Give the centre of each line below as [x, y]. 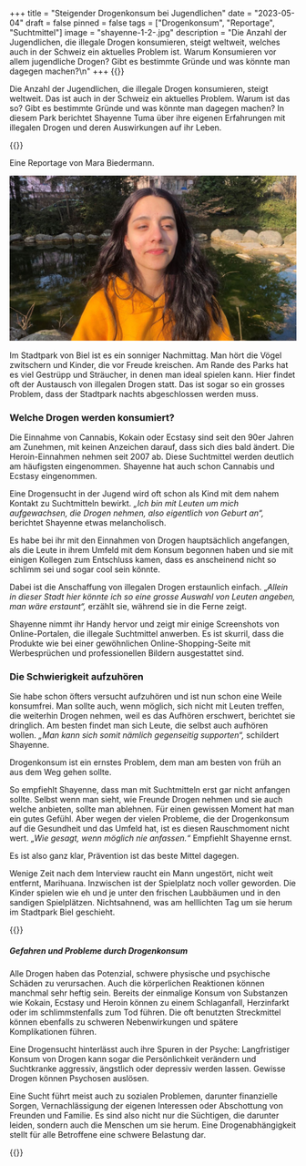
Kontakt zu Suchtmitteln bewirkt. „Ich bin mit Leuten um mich [124, 504]
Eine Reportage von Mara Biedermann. [82, 163]
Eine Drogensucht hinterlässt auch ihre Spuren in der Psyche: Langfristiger [150, 1049]
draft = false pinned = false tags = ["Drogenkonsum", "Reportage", [150, 23]
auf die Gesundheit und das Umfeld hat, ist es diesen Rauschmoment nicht [149, 829]
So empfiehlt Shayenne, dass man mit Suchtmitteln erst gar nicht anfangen [150, 790]
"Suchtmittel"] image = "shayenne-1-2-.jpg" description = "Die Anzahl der [148, 32]
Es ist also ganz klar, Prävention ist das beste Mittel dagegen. [124, 856]
